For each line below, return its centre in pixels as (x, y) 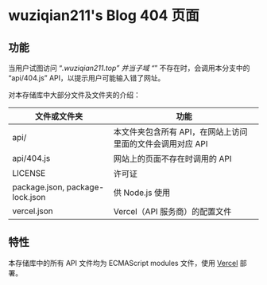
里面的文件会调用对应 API (161, 144)
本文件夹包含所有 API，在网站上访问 (180, 132)
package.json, (39, 187)
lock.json (29, 197)
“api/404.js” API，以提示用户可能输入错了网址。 (87, 78)
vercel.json (33, 211)
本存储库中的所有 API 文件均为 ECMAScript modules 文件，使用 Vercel (123, 263)
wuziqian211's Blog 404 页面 (104, 16)
